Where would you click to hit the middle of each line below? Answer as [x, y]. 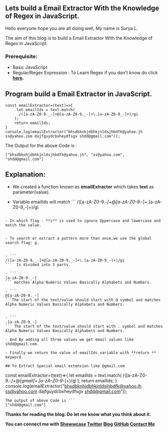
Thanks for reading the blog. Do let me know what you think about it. [78, 414]
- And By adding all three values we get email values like [70, 339]
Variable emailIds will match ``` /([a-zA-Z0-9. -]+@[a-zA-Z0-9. [77, 202]
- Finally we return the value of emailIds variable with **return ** [81, 353]
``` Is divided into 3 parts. [38, 265]
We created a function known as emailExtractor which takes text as [83, 187]
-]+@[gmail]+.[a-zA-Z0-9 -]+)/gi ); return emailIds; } [63, 380]
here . [18, 78]
